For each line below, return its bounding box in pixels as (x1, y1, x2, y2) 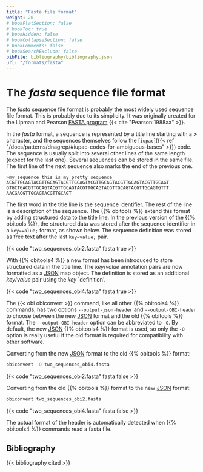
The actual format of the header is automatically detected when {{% (6, 419, 177, 426)
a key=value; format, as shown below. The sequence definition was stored (6, 227, 192, 234)
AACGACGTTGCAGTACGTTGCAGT (6, 190, 72, 197)
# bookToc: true (6, 25, 47, 32)
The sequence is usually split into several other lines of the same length (6, 150, 185, 157)
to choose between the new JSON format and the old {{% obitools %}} (6, 312, 184, 320)
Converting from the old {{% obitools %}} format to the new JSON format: (6, 385, 191, 392)
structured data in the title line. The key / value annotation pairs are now (6, 263, 183, 271)
